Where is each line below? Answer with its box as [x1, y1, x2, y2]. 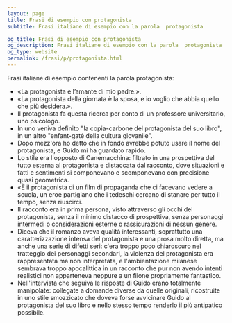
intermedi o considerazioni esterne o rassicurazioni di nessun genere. [17, 220, 217, 228]
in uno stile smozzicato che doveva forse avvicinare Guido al [17, 293, 191, 302]
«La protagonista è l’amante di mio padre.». [17, 87, 142, 96]
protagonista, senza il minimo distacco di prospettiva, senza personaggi [17, 212, 224, 220]
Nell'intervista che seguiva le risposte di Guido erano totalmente [17, 279, 201, 287]
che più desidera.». [17, 102, 73, 110]
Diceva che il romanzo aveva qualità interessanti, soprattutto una [17, 227, 203, 236]
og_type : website [7, 49, 58, 55]
